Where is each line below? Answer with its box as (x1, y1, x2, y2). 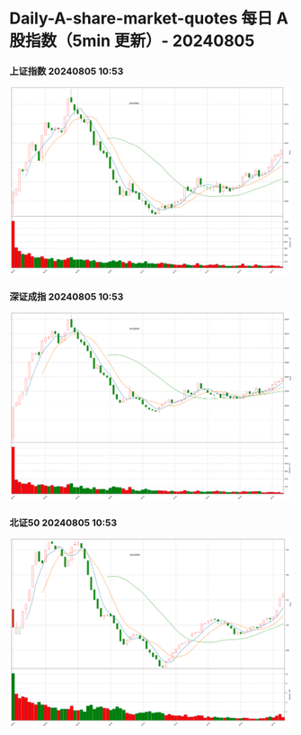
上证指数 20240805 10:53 (9, 65, 124, 77)
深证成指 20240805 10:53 (9, 291, 124, 303)
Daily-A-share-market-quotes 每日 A (9, 8, 289, 29)
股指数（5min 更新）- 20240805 (9, 31, 255, 51)
